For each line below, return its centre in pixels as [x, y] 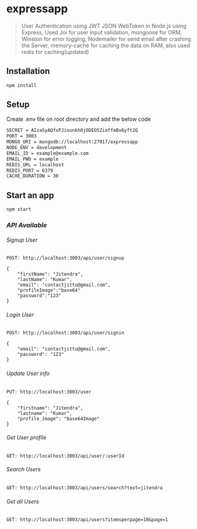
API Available [27, 225]
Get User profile [27, 438]
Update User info [28, 373]
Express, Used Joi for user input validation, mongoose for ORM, [102, 32]
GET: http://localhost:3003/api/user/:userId [65, 456]
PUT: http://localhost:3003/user [49, 392]
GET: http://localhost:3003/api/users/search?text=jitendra [85, 488]
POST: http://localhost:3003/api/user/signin [65, 333]
